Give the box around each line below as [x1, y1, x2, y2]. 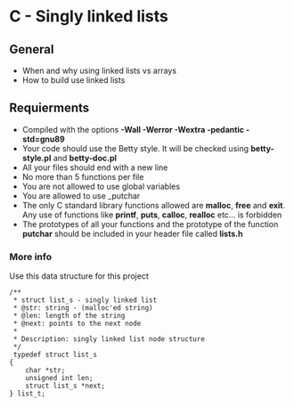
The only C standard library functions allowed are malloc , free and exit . [21, 199, 286, 210]
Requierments [9, 101, 90, 116]
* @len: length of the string [12, 312, 126, 321]
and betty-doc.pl [53, 152, 118, 163]
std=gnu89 [21, 134, 65, 144]
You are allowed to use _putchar [21, 190, 141, 201]
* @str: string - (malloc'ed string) [12, 304, 153, 313]
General [9, 42, 55, 57]
